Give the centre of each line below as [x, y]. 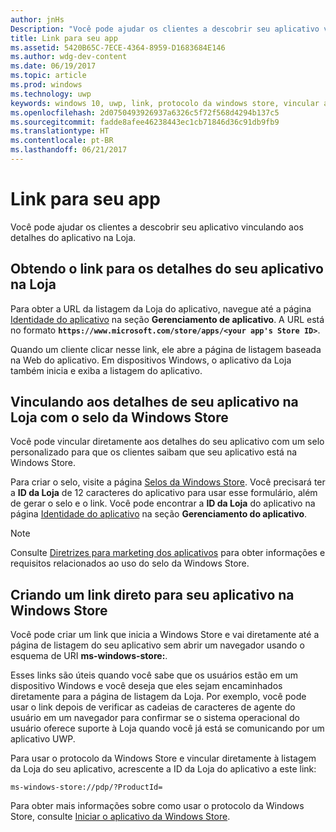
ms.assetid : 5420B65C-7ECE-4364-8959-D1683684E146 [118, 47]
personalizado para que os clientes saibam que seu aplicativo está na [154, 452]
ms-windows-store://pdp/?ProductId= [86, 787]
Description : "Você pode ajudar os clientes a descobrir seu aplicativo [165, 29]
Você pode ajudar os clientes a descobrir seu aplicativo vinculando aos [157, 227]
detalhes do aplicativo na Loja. [73, 237]
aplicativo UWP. [43, 739]
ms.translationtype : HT [60, 131]
